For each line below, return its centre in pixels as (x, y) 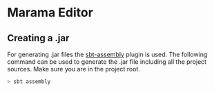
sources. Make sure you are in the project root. (74, 69)
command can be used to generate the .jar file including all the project (107, 62)
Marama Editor (50, 13)
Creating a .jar (38, 38)
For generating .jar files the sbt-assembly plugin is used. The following (107, 54)
